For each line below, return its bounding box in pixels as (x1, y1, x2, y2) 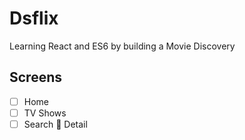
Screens (9, 69, 62, 86)
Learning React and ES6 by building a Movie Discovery (9, 40, 236, 52)
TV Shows (23, 107, 67, 119)
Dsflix (9, 7, 59, 30)
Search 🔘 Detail (23, 118, 88, 130)
